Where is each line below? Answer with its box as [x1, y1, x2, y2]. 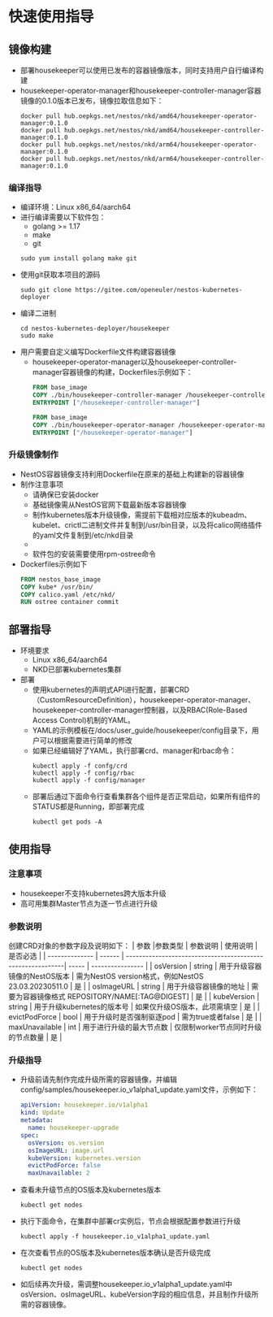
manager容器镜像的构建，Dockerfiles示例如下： [32, 367, 193, 377]
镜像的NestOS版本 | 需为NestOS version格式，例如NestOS [8, 971, 205, 981]
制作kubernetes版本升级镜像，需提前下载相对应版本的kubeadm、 [32, 510, 252, 519]
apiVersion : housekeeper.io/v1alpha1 [19, 1101, 149, 1110]
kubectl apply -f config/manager [32, 776, 146, 785]
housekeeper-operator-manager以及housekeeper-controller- [32, 357, 237, 367]
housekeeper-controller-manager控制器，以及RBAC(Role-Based [32, 705, 248, 715]
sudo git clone [19, 286, 72, 294]
